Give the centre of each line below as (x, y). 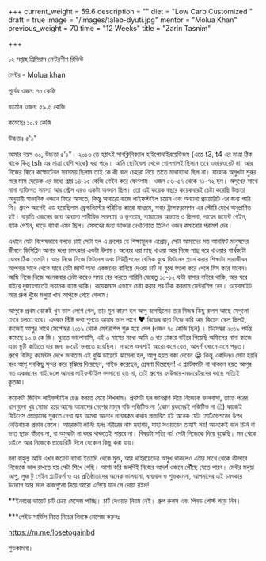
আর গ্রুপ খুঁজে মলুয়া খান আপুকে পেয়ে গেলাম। (59, 295)
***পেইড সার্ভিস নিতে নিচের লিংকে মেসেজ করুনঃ (64, 517)
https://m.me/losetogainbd (51, 532)
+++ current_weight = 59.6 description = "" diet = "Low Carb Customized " (131, 11)
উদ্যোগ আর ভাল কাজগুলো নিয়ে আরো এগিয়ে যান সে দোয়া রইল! (79, 485)
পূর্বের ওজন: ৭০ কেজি (32, 91)
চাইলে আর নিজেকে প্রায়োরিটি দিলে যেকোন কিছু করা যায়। (72, 442)
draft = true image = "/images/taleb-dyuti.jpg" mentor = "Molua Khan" (123, 20)
